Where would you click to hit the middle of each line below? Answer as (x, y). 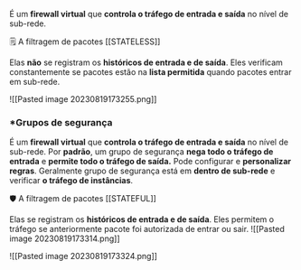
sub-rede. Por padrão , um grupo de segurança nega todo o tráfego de (141, 152)
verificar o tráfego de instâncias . (71, 181)
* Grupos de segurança (61, 122)
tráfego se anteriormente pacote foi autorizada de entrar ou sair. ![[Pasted (147, 229)
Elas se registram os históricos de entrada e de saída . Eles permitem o (141, 219)
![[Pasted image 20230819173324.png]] (84, 256)
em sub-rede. (35, 82)
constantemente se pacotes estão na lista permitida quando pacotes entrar (150, 72)
